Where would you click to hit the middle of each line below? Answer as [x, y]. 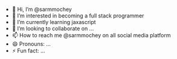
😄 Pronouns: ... [31, 44]
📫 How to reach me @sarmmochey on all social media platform [91, 35]
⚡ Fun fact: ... [28, 51]
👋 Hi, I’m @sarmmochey [42, 9]
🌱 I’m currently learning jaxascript [54, 22]
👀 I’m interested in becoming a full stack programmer [78, 16]
